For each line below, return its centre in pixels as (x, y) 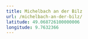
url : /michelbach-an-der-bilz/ (44, 17)
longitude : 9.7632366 (33, 27)
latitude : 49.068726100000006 (43, 22)
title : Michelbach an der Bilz (44, 11)
